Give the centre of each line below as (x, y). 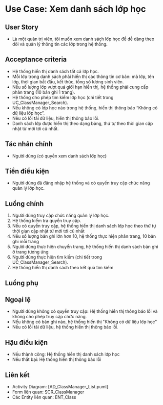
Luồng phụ (22, 283)
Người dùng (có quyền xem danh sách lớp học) (59, 156)
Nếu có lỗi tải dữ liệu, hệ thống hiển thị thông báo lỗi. (65, 327)
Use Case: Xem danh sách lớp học (76, 9)
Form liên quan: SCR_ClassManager (48, 392)
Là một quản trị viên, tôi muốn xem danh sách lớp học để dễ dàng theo (83, 39)
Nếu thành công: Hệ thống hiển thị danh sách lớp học (66, 354)
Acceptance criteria (36, 60)
